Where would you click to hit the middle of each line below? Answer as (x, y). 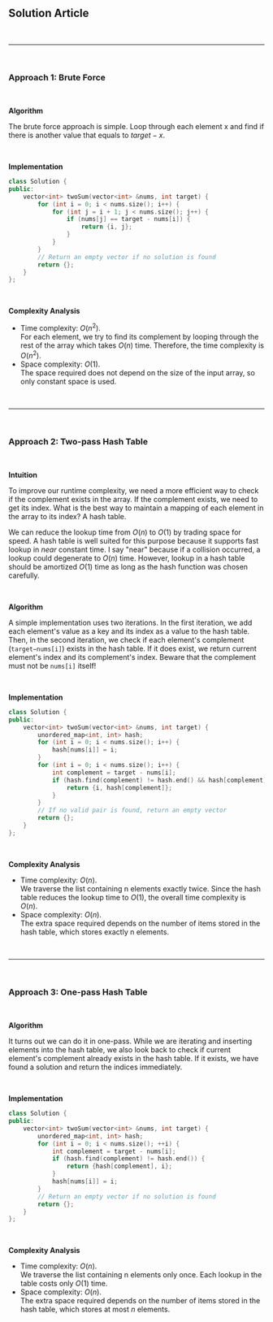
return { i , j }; (106, 227)
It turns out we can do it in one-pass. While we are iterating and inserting (130, 1041)
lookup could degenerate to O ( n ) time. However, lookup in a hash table (127, 558)
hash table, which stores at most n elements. (95, 1309)
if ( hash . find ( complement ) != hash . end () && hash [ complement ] (159, 780)
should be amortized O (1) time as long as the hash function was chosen (128, 566)
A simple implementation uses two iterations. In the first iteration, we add (130, 622)
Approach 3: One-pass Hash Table (78, 992)
